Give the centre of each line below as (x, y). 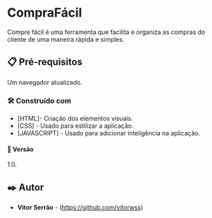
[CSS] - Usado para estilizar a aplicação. (75, 126)
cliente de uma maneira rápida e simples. (66, 39)
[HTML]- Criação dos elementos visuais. (75, 119)
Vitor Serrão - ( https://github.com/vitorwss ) (80, 208)
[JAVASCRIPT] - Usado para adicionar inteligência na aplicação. (109, 133)
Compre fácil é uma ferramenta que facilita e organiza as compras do (106, 32)
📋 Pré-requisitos (45, 62)
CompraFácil (45, 13)
